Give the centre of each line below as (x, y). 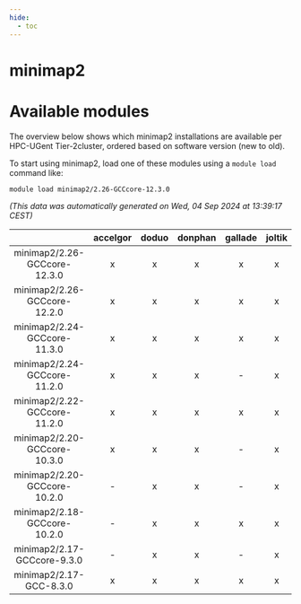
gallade (241, 237)
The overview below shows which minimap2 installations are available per (146, 136)
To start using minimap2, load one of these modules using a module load (143, 163)
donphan (197, 237)
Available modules (79, 111)
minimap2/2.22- (49, 400)
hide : (19, 18)
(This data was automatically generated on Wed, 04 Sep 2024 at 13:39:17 (146, 206)
